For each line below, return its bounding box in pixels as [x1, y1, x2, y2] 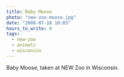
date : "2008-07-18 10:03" [6, 20, 71, 26]
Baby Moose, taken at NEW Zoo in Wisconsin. [6, 64, 119, 71]
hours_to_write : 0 [6, 25, 52, 32]
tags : [6, 31, 20, 37]
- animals [11, 42, 36, 48]
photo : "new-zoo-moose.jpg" [6, 14, 77, 20]
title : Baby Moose [6, 8, 52, 15]
